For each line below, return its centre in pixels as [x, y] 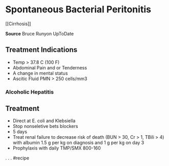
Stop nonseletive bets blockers [45, 126]
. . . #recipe [17, 158]
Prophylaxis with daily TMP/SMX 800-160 [57, 148]
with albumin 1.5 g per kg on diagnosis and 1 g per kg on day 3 [78, 143]
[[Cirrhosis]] [18, 24]
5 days [20, 132]
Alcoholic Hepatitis [29, 92]
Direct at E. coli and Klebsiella [44, 121]
